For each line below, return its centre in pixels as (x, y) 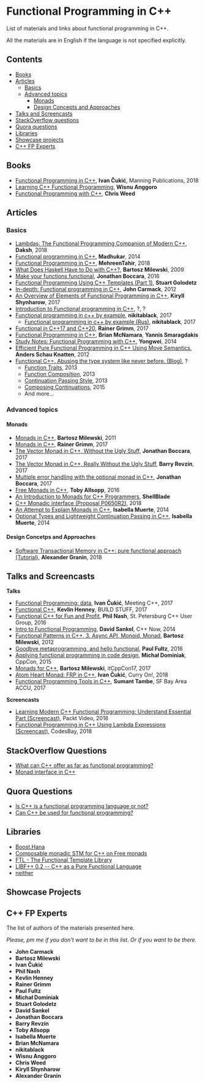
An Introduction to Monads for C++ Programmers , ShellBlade (92, 497)
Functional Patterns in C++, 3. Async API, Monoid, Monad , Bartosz (99, 636)
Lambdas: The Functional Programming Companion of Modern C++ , (101, 243)
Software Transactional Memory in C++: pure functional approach (98, 551)
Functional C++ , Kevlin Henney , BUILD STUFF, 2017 (81, 610)
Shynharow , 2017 (38, 302)
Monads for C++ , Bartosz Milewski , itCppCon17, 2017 (83, 669)
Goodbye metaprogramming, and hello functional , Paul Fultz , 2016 (99, 649)
